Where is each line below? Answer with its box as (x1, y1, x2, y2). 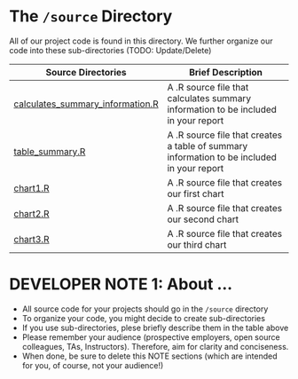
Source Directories (45, 66, 127, 78)
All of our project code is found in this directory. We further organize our (9, 36, 273, 46)
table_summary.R (13, 145, 86, 157)
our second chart (167, 213, 239, 225)
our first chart (167, 187, 224, 200)
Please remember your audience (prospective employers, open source (21, 331, 281, 343)
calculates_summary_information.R (13, 98, 159, 110)
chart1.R (13, 182, 51, 194)
